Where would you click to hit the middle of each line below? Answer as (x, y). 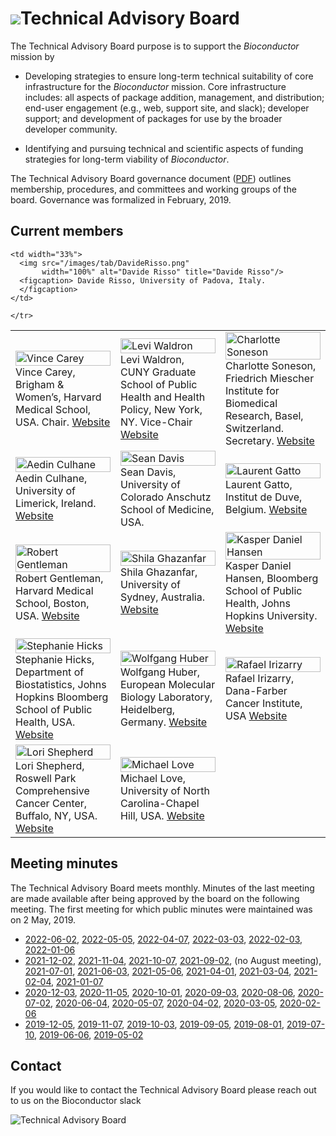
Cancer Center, (51, 803)
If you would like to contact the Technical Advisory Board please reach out (163, 1090)
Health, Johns (258, 603)
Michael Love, (153, 778)
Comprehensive (52, 790)
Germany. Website (164, 722)
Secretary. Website (270, 440)
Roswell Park (46, 778)
